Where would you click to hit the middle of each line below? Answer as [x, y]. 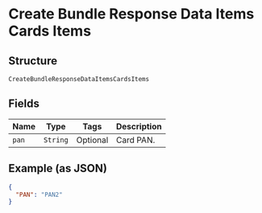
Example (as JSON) [58, 168]
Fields [24, 104]
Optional [92, 140]
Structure [33, 61]
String [56, 140]
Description [139, 126]
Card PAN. [135, 140]
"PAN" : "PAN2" [39, 195]
